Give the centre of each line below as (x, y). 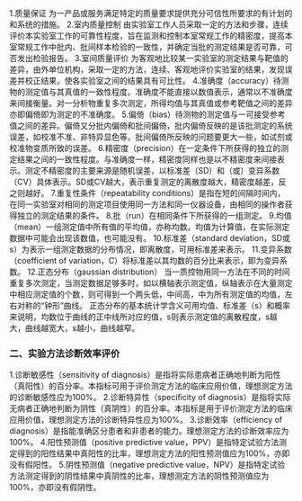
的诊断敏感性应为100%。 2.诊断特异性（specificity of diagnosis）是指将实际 (150, 398)
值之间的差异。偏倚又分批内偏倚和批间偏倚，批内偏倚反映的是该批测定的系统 (151, 125)
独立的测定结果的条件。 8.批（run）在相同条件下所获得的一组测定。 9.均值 (154, 215)
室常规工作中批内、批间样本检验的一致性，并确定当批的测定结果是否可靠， (147, 47)
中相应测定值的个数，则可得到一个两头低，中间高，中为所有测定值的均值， (147, 294)
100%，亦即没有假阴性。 (55, 488)
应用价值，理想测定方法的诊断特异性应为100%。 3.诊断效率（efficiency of (146, 420)
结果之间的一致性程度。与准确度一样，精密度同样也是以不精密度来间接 (147, 159)
